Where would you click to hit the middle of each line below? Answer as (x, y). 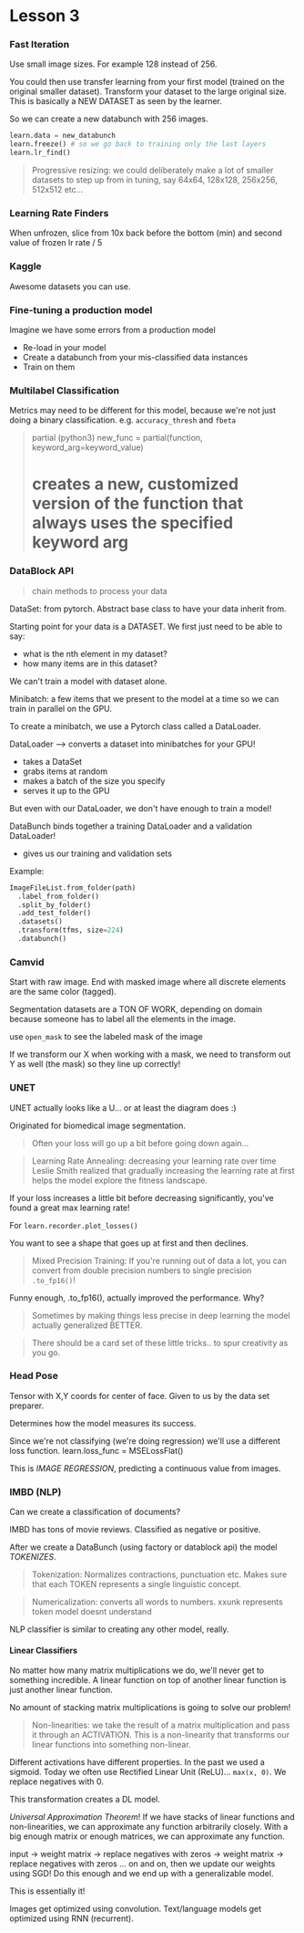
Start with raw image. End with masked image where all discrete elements (148, 982)
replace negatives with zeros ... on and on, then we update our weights (142, 1864)
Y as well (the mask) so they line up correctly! (95, 1064)
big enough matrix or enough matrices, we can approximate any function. (147, 1836)
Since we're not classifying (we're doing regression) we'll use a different (145, 1441)
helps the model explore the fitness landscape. (119, 1180)
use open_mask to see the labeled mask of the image (106, 1037)
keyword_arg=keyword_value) (87, 447)
